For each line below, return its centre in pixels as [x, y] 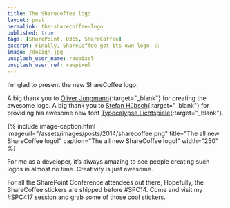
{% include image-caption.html [51, 126]
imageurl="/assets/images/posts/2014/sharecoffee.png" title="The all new [113, 133]
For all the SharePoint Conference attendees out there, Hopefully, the [106, 182]
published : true [30, 33]
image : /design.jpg [35, 53]
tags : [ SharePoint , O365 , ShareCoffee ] [65, 39]
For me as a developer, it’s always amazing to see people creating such [108, 161]
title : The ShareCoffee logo [49, 13]
